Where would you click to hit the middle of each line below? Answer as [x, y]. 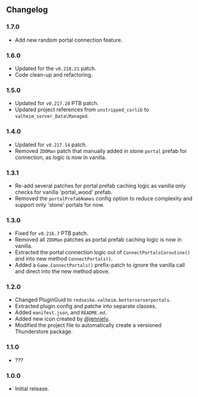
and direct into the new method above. [62, 271]
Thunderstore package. [44, 332]
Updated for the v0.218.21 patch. [55, 68]
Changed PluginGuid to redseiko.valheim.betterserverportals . [93, 300]
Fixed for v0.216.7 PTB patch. [51, 233]
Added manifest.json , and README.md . [61, 313]
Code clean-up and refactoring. [54, 75]
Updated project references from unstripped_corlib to [82, 109]
